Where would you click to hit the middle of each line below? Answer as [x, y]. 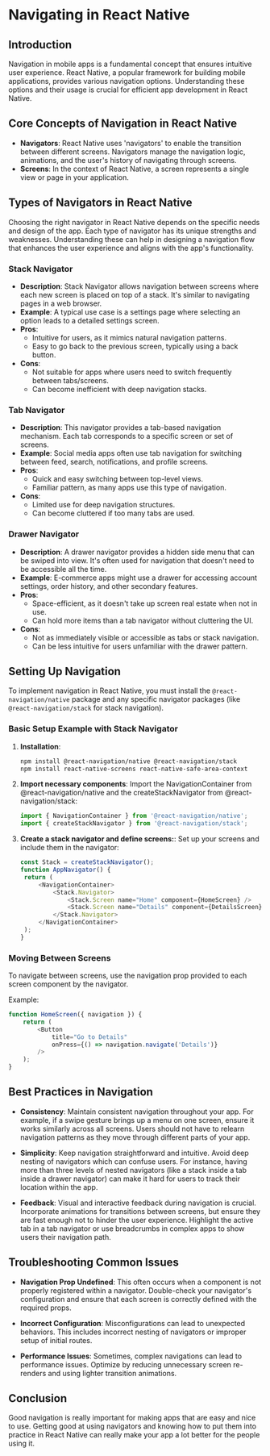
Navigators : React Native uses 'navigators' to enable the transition [131, 143]
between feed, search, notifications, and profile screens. [114, 462]
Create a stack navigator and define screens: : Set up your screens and [139, 839]
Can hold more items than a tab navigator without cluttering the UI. [143, 620]
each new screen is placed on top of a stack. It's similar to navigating [135, 294]
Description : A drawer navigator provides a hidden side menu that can [137, 552]
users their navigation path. [65, 1237]
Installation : [40, 746]
